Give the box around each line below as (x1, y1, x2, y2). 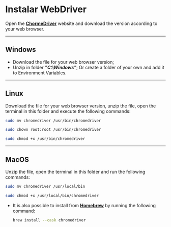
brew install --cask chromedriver (12, 217, 86, 222)
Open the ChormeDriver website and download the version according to (5, 20, 158, 26)
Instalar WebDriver (5, 4, 87, 15)
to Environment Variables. (12, 70, 67, 76)
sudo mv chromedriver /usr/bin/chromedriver (5, 118, 101, 123)
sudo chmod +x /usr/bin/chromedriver (5, 136, 85, 141)
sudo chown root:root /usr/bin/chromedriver (5, 127, 101, 132)
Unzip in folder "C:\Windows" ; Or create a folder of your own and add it (12, 64, 164, 70)
